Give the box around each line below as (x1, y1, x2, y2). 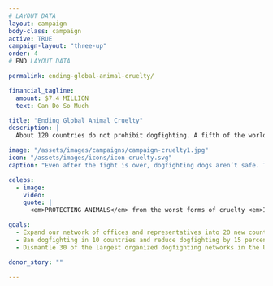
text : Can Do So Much (15, 102, 89, 110)
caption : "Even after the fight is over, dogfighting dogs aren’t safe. (8, 161, 260, 169)
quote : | (23, 198, 53, 207)
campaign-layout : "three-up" (8, 42, 107, 50)
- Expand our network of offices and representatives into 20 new (15, 228, 245, 236)
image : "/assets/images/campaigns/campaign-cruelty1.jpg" (8, 146, 209, 154)
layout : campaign (8, 19, 67, 28)
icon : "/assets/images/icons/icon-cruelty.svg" (8, 154, 173, 162)
